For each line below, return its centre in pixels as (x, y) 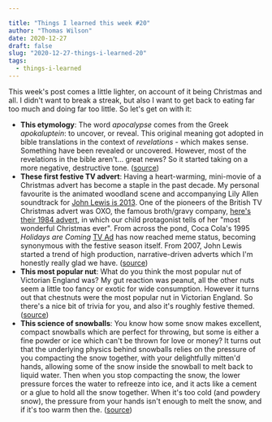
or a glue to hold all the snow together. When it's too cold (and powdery (140, 392)
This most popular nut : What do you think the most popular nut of (131, 271)
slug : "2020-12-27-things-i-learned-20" (78, 54)
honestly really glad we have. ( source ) (84, 263)
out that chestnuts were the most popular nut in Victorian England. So (136, 297)
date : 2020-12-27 (38, 38)
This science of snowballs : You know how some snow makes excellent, (141, 323)
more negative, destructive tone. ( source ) (90, 167)
